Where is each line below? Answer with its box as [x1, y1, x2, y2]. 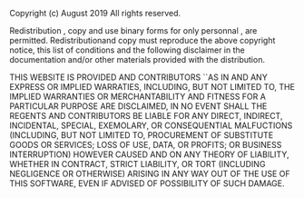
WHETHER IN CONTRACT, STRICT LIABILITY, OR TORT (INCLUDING [9, 159, 266, 169]
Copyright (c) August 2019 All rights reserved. [9, 8, 181, 18]
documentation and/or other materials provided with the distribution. [9, 54, 266, 64]
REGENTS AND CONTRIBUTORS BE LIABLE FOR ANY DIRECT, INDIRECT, [9, 111, 283, 121]
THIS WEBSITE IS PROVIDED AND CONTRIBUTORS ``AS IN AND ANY [9, 72, 268, 83]
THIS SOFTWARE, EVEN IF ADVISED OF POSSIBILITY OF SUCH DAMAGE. [9, 178, 285, 189]
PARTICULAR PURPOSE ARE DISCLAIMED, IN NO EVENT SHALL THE [9, 101, 268, 112]
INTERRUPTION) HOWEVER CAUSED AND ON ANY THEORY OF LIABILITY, [9, 149, 289, 160]
